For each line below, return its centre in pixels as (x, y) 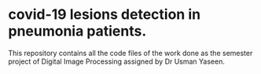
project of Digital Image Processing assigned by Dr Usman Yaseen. (117, 61)
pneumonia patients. (77, 31)
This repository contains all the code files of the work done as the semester (130, 53)
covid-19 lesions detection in (105, 15)
